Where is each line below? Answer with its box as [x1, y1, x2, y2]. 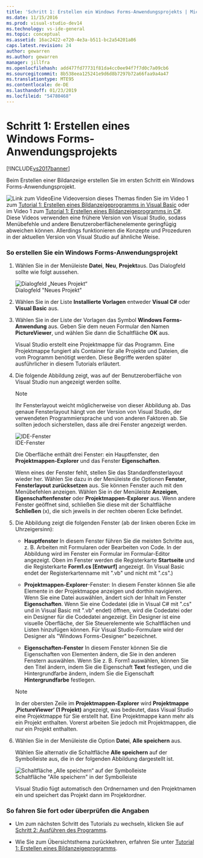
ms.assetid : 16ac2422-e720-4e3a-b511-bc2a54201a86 [6, 37, 137, 43]
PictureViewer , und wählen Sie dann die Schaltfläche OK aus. [14, 329, 170, 336]
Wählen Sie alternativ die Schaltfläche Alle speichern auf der [14, 749, 168, 756]
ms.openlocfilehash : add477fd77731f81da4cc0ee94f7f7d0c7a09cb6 [6, 65, 169, 71]
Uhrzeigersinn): [14, 525, 54, 532]
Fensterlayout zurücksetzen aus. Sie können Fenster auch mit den [14, 482, 183, 489]
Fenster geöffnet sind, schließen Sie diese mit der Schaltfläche [14, 501, 172, 508]
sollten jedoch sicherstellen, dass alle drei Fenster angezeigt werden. [14, 421, 187, 428]
